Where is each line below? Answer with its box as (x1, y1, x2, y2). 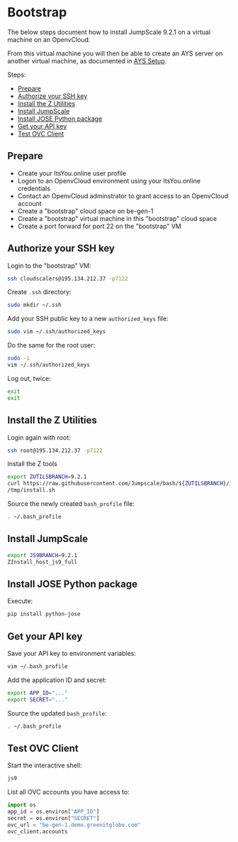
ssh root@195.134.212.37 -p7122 (7, 447, 103, 454)
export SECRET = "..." (7, 696, 69, 703)
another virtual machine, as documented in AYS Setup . (7, 56, 167, 65)
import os (7, 801, 37, 809)
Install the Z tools (7, 460, 58, 468)
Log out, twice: (7, 374, 51, 382)
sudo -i (7, 355, 30, 362)
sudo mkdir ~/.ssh (7, 301, 62, 309)
